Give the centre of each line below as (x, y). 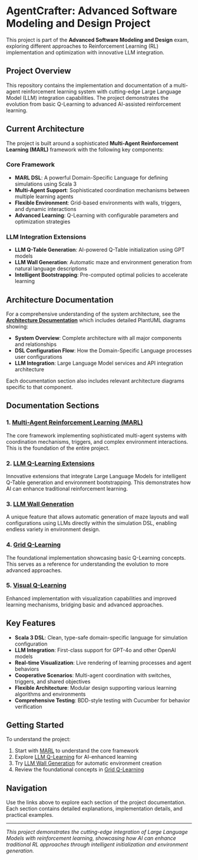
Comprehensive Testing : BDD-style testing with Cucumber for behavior (102, 700)
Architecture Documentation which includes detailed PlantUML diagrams (96, 320)
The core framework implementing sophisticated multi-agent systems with (97, 435)
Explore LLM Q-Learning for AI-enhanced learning (76, 757)
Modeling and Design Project (78, 23)
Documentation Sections (53, 406)
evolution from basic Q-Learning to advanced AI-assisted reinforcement (94, 104)
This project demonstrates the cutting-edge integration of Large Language (97, 832)
